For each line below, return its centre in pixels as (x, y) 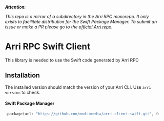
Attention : (15, 7)
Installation (22, 75)
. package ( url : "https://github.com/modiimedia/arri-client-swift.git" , (79, 114)
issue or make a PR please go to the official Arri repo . (59, 27)
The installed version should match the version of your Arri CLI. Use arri (78, 87)
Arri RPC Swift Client (48, 47)
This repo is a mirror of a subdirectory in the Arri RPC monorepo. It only (77, 16)
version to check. (23, 92)
